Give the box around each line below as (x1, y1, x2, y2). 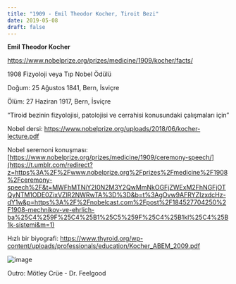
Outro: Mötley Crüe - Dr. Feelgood (7, 269, 106, 278)
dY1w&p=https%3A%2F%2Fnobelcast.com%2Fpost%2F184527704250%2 (7, 198, 227, 206)
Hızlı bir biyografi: (7, 234, 58, 243)
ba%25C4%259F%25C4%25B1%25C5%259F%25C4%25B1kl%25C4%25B (7, 213, 229, 222)
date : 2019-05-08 (7, 17, 58, 24)
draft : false (7, 23, 46, 30)
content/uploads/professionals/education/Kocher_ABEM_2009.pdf (7, 242, 201, 250)
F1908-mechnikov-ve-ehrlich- (7, 206, 95, 214)
